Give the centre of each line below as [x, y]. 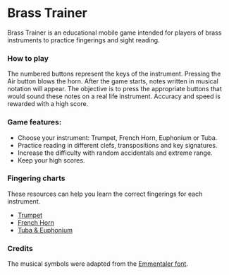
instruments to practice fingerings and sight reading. [83, 40]
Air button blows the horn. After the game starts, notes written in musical [113, 81]
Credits [20, 248]
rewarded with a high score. [48, 104]
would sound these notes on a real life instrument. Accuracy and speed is [114, 96]
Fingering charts [36, 178]
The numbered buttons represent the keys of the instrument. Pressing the [114, 74]
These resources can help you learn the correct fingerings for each [105, 194]
